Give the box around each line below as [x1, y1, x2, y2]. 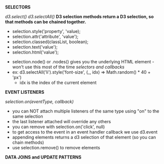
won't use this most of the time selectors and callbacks [12, 64, 125, 70]
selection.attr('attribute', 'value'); [12, 34, 79, 39]
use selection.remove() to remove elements [12, 145, 101, 150]
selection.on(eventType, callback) [5, 99, 74, 105]
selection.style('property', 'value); [12, 28, 81, 34]
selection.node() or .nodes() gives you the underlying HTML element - [12, 59, 155, 64]
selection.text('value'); [12, 44, 58, 50]
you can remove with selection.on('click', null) [12, 124, 105, 130]
